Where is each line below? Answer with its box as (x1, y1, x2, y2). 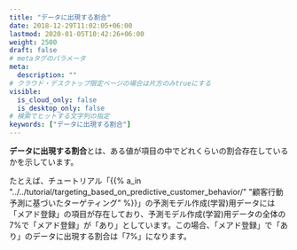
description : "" (17, 71, 77, 80)
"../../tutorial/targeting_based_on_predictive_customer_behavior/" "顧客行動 (9, 187, 284, 197)
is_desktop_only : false (17, 104, 105, 113)
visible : (9, 87, 42, 96)
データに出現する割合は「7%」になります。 (32, 231, 192, 241)
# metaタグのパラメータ (9, 54, 86, 63)
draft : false (9, 46, 58, 55)
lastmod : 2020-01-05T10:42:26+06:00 (9, 29, 145, 38)
